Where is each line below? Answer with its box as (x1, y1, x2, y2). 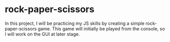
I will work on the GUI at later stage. (5, 31, 80, 37)
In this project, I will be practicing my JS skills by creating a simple (5, 20, 144, 26)
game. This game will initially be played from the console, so (37, 25, 165, 31)
